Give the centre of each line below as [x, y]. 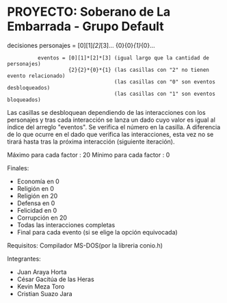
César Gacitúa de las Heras [55, 279]
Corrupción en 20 [42, 218]
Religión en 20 [37, 196]
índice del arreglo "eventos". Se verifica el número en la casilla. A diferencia [114, 127]
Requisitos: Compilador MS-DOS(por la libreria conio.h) [85, 245]
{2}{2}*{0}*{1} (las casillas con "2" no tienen [139, 70]
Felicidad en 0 [37, 210]
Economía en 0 [38, 181]
